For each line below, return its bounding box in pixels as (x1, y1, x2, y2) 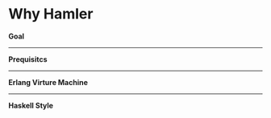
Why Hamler (8, 5, 94, 23)
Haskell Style (8, 100, 54, 110)
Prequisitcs (8, 54, 48, 64)
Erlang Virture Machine (8, 77, 89, 87)
